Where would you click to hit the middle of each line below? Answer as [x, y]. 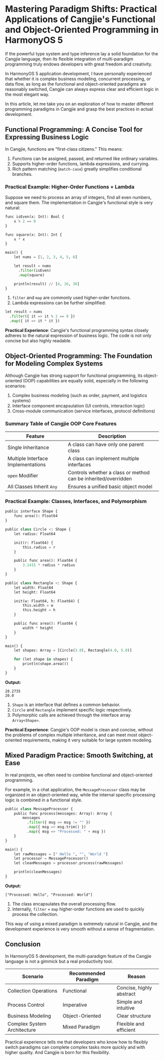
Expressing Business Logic [47, 137]
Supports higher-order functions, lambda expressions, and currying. [81, 164]
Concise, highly [134, 988]
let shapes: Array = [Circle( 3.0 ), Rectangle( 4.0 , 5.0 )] [73, 651]
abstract [126, 994]
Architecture [22, 1030]
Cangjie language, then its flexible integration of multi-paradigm [69, 59]
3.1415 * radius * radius [49, 565]
